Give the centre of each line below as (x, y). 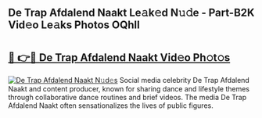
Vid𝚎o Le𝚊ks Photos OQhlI (74, 25)
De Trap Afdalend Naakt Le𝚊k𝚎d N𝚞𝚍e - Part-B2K (131, 13)
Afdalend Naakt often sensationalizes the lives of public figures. (111, 105)
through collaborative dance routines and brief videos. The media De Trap (127, 97)
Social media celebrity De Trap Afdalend (185, 80)
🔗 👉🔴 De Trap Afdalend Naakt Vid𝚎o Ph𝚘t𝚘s (119, 57)
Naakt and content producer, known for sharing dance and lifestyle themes (129, 89)
